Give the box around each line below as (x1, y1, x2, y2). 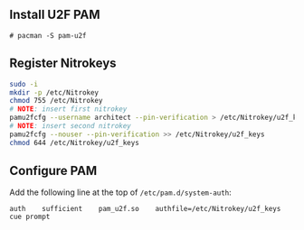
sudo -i (9, 79, 39, 88)
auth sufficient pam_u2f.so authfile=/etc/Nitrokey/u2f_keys (9, 205, 281, 214)
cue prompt (9, 212, 51, 222)
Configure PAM (9, 163, 98, 179)
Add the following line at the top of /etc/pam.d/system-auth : (9, 187, 233, 198)
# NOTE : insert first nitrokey (9, 105, 128, 114)
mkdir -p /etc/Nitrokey (9, 87, 100, 97)
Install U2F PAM (9, 7, 101, 23)
